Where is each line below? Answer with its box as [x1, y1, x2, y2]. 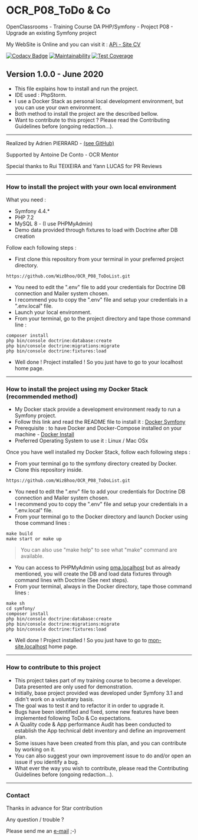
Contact [6, 791, 30, 799]
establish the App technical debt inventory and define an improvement [14, 727, 186, 734]
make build [6, 531, 33, 537]
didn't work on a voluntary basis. [14, 695, 94, 702]
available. [20, 553, 44, 560]
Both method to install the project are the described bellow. [14, 110, 159, 117]
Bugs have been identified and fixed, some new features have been [14, 708, 179, 715]
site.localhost [14, 643, 48, 650]
